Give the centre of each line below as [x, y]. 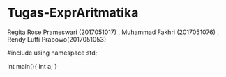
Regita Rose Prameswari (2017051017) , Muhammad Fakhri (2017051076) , [113, 32]
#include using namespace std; [52, 53]
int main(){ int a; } [32, 66]
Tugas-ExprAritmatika [73, 13]
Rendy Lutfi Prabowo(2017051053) [57, 39]
